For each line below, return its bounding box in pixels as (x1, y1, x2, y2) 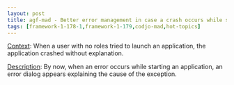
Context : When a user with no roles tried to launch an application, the (7, 42, 206, 50)
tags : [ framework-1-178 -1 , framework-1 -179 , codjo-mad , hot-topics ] (7, 23, 201, 30)
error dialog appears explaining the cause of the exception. (7, 70, 178, 78)
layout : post (7, 10, 45, 17)
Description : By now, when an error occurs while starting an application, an (7, 63, 223, 71)
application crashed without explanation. (7, 49, 124, 57)
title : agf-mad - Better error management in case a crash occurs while (7, 17, 223, 23)
